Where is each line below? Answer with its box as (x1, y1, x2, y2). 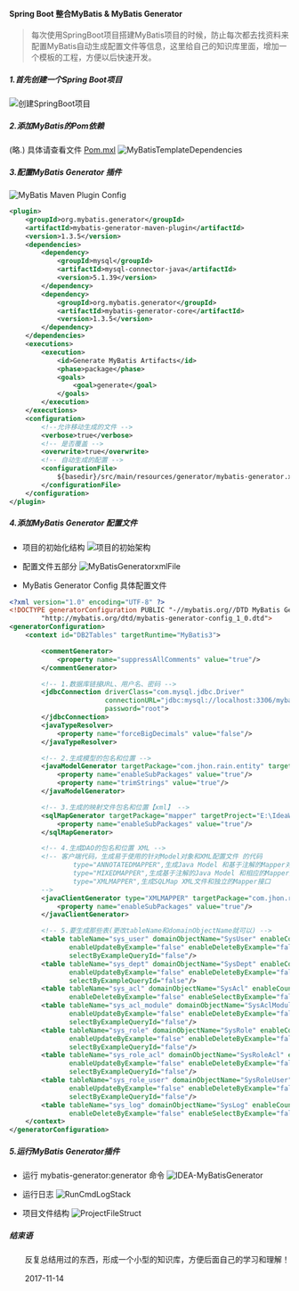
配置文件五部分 (21, 560, 77, 571)
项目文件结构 (21, 1208, 69, 1219)
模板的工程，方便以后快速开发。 (38, 52, 157, 62)
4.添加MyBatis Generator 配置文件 (9, 517, 138, 528)
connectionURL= (104, 696, 162, 705)
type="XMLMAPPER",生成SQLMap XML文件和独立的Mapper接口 (72, 877, 271, 886)
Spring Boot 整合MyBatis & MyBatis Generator (9, 8, 183, 19)
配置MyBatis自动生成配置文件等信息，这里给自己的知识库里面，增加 (30, 41, 279, 52)
